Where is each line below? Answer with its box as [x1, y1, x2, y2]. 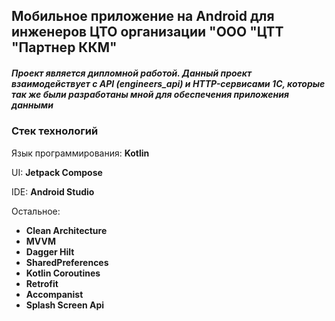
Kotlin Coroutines [25, 267, 101, 279]
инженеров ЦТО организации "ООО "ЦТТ [11, 24, 284, 41]
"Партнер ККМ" [11, 39, 118, 56]
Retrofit [25, 277, 59, 289]
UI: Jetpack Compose [11, 166, 103, 178]
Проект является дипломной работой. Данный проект [11, 67, 253, 79]
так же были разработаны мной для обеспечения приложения [11, 88, 289, 100]
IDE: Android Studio [11, 185, 95, 198]
